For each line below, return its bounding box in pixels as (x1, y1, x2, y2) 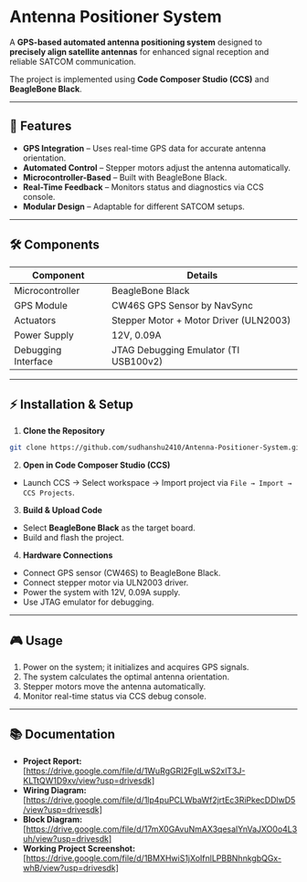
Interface (14, 354, 53, 367)
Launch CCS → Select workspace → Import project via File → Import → (22, 478, 292, 488)
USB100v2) (111, 354, 164, 367)
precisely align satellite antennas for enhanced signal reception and (9, 46, 270, 57)
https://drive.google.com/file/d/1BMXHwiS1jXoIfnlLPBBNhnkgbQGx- (26, 852, 281, 864)
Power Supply (14, 329, 75, 341)
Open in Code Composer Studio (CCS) (22, 459, 171, 471)
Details (186, 268, 218, 281)
